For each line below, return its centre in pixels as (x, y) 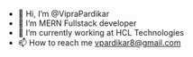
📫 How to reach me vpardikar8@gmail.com (99, 43)
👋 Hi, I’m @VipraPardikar (64, 14)
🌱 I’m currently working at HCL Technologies (101, 33)
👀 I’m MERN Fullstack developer (77, 23)
